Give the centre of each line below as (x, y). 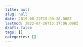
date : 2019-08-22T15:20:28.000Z (38, 19)
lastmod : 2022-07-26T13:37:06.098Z (42, 23)
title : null (17, 10)
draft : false (19, 28)
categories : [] (21, 37)
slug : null (16, 14)
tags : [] (14, 32)
